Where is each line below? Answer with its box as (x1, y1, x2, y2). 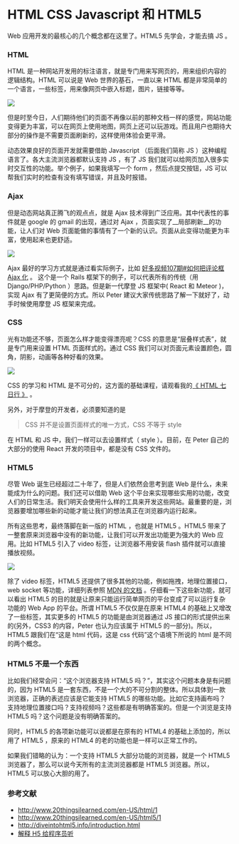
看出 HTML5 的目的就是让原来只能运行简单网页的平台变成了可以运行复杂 (13, 595, 226, 604)
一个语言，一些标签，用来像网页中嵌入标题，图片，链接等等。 (7, 85, 188, 93)
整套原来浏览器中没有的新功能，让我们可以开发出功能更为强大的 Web (13, 531, 216, 539)
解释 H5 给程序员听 (17, 829, 74, 838)
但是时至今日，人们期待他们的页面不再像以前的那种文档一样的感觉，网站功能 (7, 113, 232, 122)
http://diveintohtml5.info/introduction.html (17, 820, 141, 829)
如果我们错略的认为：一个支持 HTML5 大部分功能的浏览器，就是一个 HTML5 (7, 751, 230, 760)
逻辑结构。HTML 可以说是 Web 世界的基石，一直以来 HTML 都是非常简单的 (7, 76, 228, 84)
